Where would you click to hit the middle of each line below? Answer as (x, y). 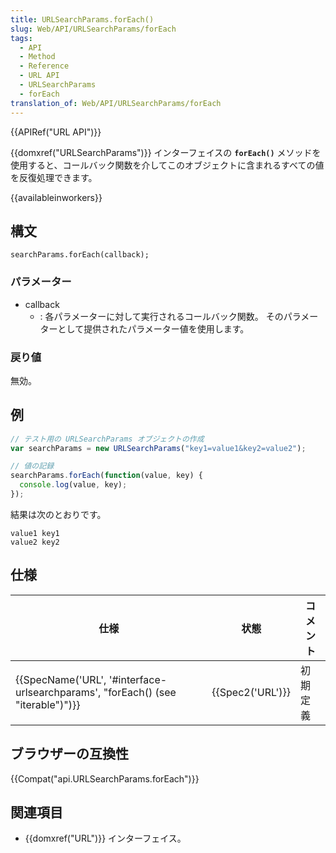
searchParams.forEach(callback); (80, 255)
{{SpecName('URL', (61, 679)
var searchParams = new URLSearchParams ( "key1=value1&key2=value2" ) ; (158, 448)
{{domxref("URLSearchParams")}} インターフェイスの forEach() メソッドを (166, 152)
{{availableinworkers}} (56, 197)
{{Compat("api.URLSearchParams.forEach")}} (105, 778)
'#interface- (138, 679)
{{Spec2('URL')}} (251, 692)
